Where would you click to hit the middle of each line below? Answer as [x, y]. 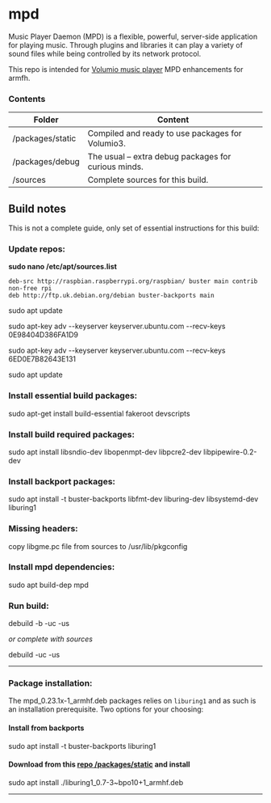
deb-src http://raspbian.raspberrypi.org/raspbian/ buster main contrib [133, 281]
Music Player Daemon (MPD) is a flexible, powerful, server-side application [133, 36]
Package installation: [50, 683]
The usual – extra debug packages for [159, 157]
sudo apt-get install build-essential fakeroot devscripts [100, 413]
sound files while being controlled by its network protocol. [105, 53]
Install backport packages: [62, 481]
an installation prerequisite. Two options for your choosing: [106, 709]
